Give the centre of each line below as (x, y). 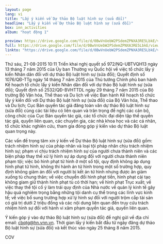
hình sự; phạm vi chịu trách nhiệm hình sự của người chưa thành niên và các (81, 151)
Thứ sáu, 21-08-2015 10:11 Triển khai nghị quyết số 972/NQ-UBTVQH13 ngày (81, 64)
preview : (14, 41)
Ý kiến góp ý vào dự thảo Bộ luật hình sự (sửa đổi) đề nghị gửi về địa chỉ (77, 217)
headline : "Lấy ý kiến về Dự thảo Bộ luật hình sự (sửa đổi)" (69, 23)
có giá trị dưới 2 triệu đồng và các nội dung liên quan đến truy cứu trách (77, 203)
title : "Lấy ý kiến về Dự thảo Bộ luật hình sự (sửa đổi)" (66, 19)
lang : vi (14, 14)
